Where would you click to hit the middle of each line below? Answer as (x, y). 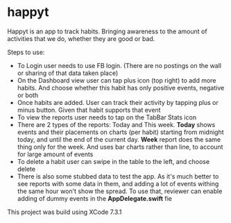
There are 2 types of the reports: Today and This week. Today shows (116, 124)
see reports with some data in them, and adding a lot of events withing (118, 183)
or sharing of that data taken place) (68, 73)
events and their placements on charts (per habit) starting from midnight (120, 132)
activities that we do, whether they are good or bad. (81, 38)
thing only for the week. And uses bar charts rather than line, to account (120, 147)
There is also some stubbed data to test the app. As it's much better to (118, 176)
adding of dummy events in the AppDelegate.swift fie (94, 198)
